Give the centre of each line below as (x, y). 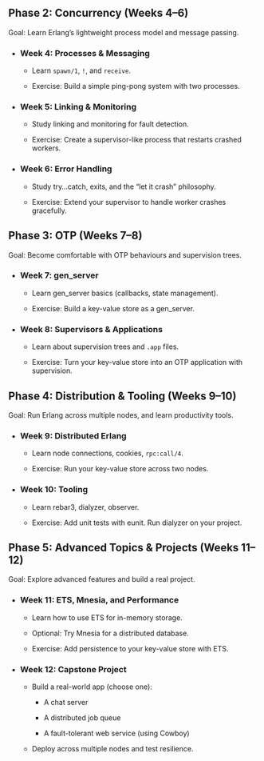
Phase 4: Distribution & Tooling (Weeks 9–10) (122, 396)
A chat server (66, 702)
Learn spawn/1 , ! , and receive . (81, 70)
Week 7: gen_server (59, 275)
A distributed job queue (82, 717)
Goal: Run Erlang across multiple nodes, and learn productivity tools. (121, 415)
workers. (46, 148)
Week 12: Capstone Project (73, 669)
